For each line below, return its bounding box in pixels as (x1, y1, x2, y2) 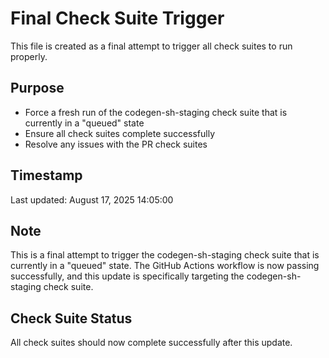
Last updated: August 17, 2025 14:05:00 (10, 193, 174, 206)
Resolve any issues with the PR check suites (24, 138, 208, 150)
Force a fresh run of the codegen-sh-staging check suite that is (24, 106, 288, 118)
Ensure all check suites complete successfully (24, 127, 216, 139)
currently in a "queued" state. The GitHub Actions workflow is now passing (10, 260, 320, 272)
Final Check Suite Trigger (10, 7, 225, 30)
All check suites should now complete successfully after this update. (10, 337, 293, 349)
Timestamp (10, 167, 83, 184)
